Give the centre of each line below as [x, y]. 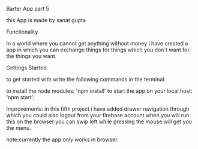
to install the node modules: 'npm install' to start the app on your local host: [99, 91]
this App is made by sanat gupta [46, 20]
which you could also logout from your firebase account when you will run [98, 115]
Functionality [22, 32]
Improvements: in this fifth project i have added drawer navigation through [98, 109]
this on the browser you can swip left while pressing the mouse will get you [99, 121]
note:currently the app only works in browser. [62, 139]
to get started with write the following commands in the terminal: [86, 79]
